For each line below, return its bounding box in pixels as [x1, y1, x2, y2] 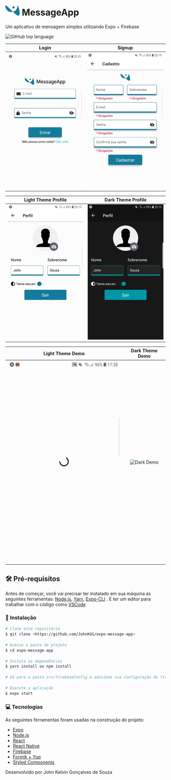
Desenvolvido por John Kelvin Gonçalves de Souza [5, 769, 113, 775]
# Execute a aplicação [5, 685, 53, 691]
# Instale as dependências [5, 659, 63, 664]
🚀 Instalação [5, 614, 37, 621]
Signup [117, 45, 133, 51]
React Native [12, 743, 40, 749]
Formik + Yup [12, 753, 41, 760]
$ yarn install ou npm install [5, 664, 72, 669]
